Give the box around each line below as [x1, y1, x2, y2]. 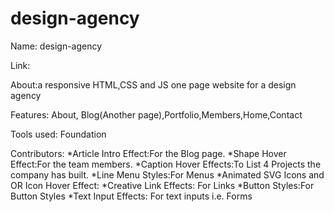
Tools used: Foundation [10, 128, 107, 140]
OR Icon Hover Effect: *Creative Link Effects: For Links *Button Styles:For [10, 179, 315, 191]
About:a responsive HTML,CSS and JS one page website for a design [10, 78, 297, 91]
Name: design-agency [10, 40, 103, 52]
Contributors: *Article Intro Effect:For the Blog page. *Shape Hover [10, 147, 287, 159]
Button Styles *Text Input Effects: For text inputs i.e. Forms [10, 190, 253, 202]
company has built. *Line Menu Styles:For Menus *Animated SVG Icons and [10, 168, 325, 181]
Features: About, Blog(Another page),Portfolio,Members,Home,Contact [10, 108, 303, 121]
